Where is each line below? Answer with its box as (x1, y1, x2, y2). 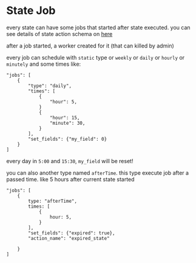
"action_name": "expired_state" (28, 235, 110, 241)
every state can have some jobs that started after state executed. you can (6, 24, 191, 31)
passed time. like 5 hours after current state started (6, 175, 135, 183)
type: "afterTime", (28, 198, 78, 204)
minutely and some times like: (6, 60, 81, 68)
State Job (6, 4, 56, 18)
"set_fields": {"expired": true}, (28, 230, 115, 236)
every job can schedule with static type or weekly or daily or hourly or (6, 54, 185, 61)
